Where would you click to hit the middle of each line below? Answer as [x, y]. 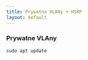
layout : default [27, 17]
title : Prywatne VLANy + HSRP [44, 12]
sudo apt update [27, 51]
